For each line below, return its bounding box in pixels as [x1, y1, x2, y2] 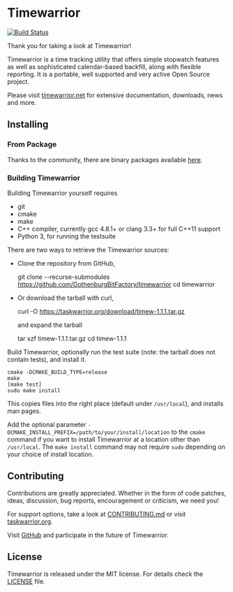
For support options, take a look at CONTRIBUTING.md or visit [7, 510, 186, 518]
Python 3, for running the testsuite [17, 232, 116, 240]
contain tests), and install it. [7, 355, 87, 363]
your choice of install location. [7, 449, 94, 459]
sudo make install [7, 387, 61, 394]
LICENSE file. [7, 577, 45, 585]
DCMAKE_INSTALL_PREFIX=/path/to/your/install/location [7, 428, 170, 436]
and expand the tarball [17, 320, 82, 329]
